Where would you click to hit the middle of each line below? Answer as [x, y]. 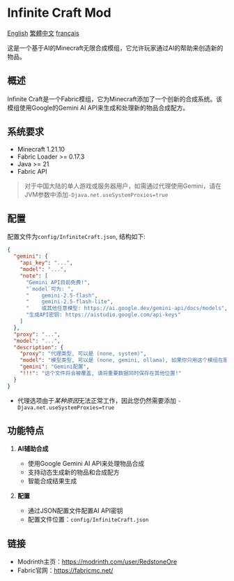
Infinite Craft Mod [59, 13]
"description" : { [39, 347]
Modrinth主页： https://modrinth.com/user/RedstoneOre [97, 562]
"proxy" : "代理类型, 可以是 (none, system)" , [83, 354]
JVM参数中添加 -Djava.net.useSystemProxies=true [96, 194]
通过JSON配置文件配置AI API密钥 [75, 510]
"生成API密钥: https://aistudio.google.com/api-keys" [103, 315]
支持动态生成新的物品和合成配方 [73, 472]
